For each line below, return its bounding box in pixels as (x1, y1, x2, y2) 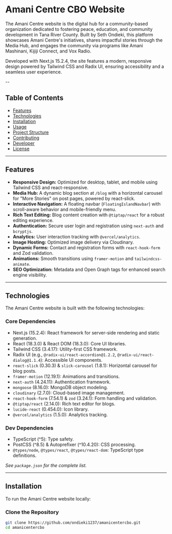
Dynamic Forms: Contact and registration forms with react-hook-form (12, 244, 160, 250)
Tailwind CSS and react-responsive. (12, 184, 89, 191)
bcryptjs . (12, 228, 33, 234)
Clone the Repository (5, 508, 59, 515)
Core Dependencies (5, 318, 56, 325)
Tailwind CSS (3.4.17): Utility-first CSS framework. (12, 346, 118, 352)
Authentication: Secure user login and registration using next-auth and (12, 223, 164, 229)
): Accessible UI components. (40, 357, 103, 363)
